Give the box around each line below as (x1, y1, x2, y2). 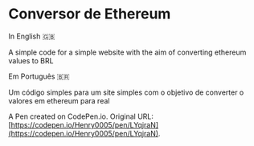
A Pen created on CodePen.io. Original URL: (8, 112, 154, 121)
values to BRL (8, 55, 54, 65)
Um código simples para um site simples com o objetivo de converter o (8, 87, 244, 97)
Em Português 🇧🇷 (8, 71, 70, 81)
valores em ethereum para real (8, 95, 110, 105)
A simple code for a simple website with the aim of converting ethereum (8, 47, 247, 57)
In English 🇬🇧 (8, 31, 55, 41)
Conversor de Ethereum (8, 5, 171, 23)
